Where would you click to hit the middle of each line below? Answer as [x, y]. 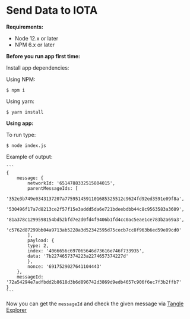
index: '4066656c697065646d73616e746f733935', [86, 251]
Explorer [16, 309]
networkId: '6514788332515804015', [72, 183]
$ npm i [16, 90]
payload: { [41, 240]
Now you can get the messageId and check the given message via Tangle [95, 304]
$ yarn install [25, 112]
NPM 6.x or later [35, 45]
